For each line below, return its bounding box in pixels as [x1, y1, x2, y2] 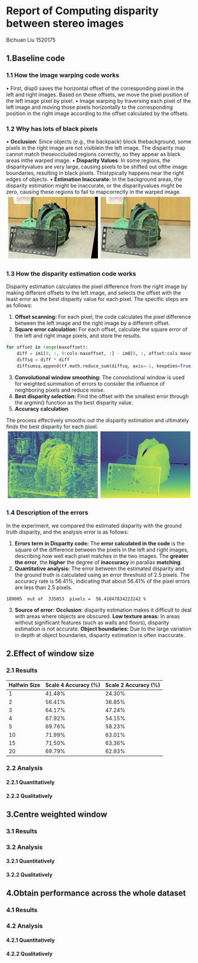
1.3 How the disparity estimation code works [6, 269, 137, 277]
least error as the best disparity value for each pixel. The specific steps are [6, 296, 189, 303]
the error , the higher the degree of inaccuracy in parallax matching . [14, 558, 182, 565]
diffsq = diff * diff [16, 357, 70, 363]
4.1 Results [6, 906, 38, 914]
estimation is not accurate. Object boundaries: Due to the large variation [14, 625, 192, 632]
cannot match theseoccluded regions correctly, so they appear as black [6, 150, 181, 157]
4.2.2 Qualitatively [6, 950, 53, 957]
